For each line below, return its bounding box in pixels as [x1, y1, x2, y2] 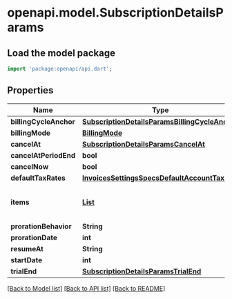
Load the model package [7, 47, 116, 59]
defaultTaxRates [10, 173, 66, 183]
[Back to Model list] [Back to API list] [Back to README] [7, 284, 166, 292]
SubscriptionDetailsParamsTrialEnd [81, 266, 202, 276]
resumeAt [10, 244, 43, 253]
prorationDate [10, 233, 57, 242]
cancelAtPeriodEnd [10, 150, 76, 160]
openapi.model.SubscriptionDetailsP [7, 5, 224, 21]
